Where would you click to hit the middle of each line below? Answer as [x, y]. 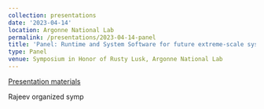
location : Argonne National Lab [61, 30]
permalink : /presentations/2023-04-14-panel [82, 37]
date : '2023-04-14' [40, 23]
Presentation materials [44, 81]
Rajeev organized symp [46, 96]
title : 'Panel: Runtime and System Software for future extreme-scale [126, 45]
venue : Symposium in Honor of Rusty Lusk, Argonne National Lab [115, 60]
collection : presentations [52, 15]
